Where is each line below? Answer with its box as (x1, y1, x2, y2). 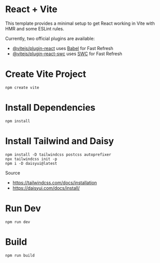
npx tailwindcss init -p (5, 156, 57, 161)
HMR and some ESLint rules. (5, 25, 64, 31)
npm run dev (5, 219, 30, 225)
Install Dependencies (5, 102, 96, 113)
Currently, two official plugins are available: (5, 35, 95, 41)
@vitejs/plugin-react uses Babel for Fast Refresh (12, 45, 114, 51)
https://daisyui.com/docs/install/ (12, 185, 80, 191)
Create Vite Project (5, 68, 87, 80)
